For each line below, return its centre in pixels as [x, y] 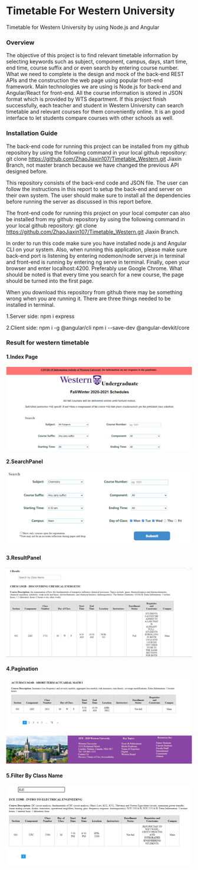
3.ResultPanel [24, 558]
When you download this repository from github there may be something [94, 292]
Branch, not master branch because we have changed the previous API [93, 165]
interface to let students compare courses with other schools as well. [90, 118]
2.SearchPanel [24, 462]
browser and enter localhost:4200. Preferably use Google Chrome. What [94, 268]
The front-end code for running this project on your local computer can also [98, 213]
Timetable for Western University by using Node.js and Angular [83, 27]
